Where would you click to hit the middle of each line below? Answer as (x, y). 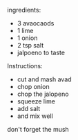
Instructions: (25, 66)
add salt (29, 109)
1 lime (25, 31)
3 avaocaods (36, 23)
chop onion (33, 87)
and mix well (35, 116)
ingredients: (24, 10)
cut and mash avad (44, 79)
